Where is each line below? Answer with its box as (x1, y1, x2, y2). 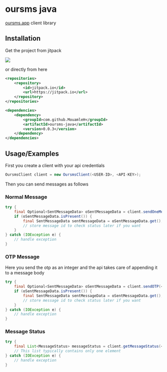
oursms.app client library (5, 20, 56, 26)
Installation (5, 34, 41, 43)
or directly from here (5, 66, 48, 72)
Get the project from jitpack (5, 47, 62, 53)
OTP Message (5, 253, 40, 260)
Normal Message (5, 193, 47, 200)
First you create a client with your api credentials (5, 162, 105, 168)
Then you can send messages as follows (5, 181, 88, 187)
